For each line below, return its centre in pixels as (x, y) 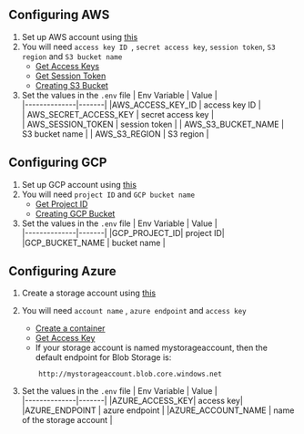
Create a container (70, 328)
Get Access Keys (67, 66)
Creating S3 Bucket (71, 85)
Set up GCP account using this (79, 184)
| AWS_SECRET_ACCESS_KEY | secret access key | (118, 114)
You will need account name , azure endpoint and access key (134, 311)
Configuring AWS (59, 15)
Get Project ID (61, 203)
